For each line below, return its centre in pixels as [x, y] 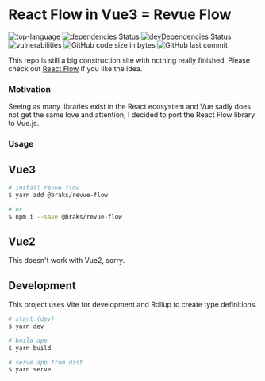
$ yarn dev [26, 326]
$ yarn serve [30, 370]
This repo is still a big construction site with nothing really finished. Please [129, 60]
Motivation [30, 89]
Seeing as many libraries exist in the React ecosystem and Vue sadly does [130, 107]
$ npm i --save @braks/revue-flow [65, 217]
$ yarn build [30, 348]
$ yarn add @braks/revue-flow [58, 195]
